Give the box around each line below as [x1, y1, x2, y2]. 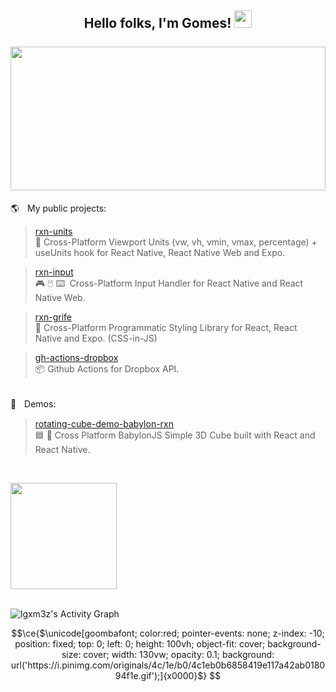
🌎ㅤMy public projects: [10, 202, 107, 214]
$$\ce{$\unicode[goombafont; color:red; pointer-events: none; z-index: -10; [11, 627, 325, 639]
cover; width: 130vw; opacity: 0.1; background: [83, 648, 275, 660]
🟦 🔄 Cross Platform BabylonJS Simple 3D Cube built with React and [34, 429, 316, 441]
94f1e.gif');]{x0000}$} [114, 669, 208, 681]
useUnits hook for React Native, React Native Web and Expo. [34, 246, 286, 258]
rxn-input [34, 266, 74, 278]
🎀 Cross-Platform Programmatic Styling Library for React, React [34, 321, 298, 333]
